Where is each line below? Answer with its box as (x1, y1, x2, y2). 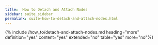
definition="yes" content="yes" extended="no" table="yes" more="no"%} (5, 34, 154, 40)
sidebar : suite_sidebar (5, 12, 53, 16)
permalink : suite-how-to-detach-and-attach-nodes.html (5, 16, 118, 21)
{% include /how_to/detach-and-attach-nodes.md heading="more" (5, 30, 140, 35)
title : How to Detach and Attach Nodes (5, 7, 88, 12)
